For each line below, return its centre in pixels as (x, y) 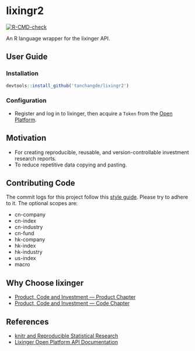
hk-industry (28, 252)
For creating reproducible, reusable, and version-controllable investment (102, 152)
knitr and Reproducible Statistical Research (66, 336)
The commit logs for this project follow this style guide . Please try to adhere (97, 197)
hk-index (25, 246)
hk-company (30, 240)
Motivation (26, 138)
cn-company (30, 214)
